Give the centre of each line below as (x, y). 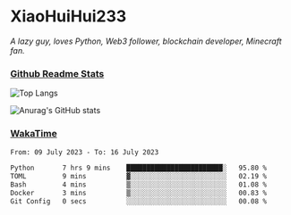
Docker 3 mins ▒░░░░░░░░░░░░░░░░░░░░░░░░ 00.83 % (139, 194)
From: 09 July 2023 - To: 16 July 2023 (85, 152)
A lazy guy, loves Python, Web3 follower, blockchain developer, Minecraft (146, 41)
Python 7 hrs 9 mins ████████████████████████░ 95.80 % (139, 168)
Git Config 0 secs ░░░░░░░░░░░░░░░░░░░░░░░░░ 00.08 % (139, 201)
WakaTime (34, 134)
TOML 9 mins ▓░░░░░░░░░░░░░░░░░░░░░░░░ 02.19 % (139, 177)
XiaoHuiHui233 (68, 17)
